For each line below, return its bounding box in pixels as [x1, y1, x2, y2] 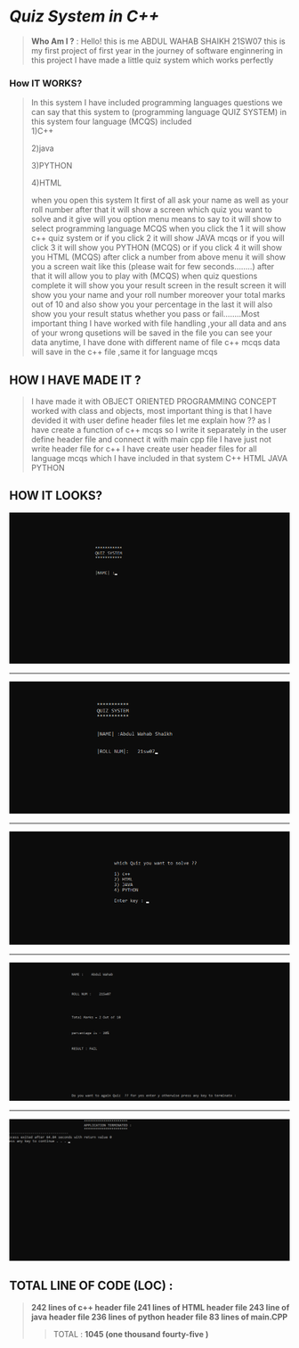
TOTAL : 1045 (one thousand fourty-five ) [53, 1328, 209, 1339]
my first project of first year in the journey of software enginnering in [30, 45, 283, 55]
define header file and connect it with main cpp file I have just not [30, 434, 271, 445]
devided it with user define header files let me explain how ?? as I [30, 415, 271, 426]
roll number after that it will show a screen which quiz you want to [30, 204, 273, 215]
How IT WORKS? [9, 77, 83, 89]
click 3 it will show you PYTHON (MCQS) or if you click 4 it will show [30, 243, 283, 253]
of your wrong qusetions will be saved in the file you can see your [30, 327, 273, 338]
